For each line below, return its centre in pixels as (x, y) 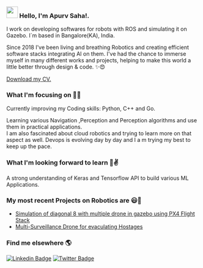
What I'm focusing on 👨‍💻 (44, 95)
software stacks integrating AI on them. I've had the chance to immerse (96, 54)
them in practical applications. (44, 127)
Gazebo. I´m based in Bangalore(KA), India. (61, 35)
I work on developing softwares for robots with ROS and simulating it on (97, 29)
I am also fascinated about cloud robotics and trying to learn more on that (99, 133)
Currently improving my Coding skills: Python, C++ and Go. (81, 108)
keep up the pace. (29, 146)
